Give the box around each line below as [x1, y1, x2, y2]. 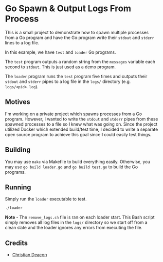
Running [5, 183, 32, 191]
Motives [5, 98, 31, 106]
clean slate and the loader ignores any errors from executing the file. [5, 225, 143, 231]
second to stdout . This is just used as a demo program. [5, 64, 116, 70]
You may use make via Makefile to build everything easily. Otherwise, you [5, 159, 150, 164]
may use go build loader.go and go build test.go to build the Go [5, 164, 138, 170]
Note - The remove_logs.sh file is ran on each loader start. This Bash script [5, 214, 155, 220]
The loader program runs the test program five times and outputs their [5, 73, 147, 79]
